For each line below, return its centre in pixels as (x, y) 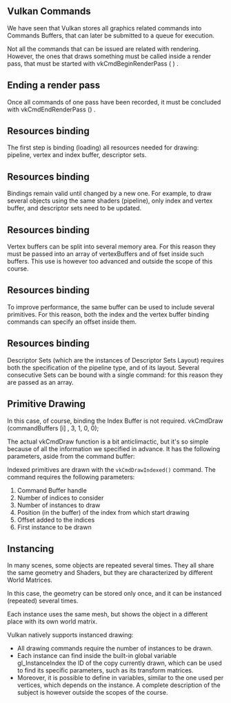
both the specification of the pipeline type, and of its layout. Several (103, 367)
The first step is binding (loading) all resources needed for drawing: (103, 147)
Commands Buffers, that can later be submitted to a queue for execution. (111, 35)
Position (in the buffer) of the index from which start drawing (103, 512)
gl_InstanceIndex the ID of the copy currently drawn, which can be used (119, 663)
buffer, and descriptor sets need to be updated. (74, 208)
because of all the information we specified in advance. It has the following (114, 448)
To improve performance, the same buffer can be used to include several (111, 307)
